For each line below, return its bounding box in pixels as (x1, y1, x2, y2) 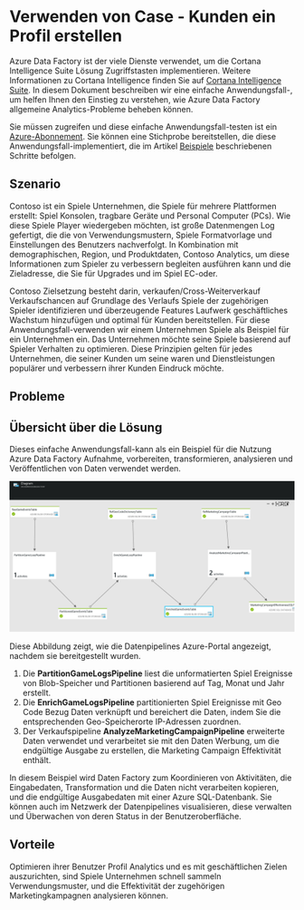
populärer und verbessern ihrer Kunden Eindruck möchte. (9, 363, 224, 373)
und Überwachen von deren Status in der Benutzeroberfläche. (9, 810, 242, 821)
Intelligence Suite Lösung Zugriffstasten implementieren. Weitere (9, 65, 252, 76)
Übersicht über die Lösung (9, 420, 163, 435)
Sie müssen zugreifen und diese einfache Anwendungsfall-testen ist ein (9, 121, 278, 132)
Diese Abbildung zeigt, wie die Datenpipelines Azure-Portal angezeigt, (9, 641, 271, 652)
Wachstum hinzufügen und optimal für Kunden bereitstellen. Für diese (9, 315, 271, 325)
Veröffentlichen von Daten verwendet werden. (9, 462, 181, 473)
